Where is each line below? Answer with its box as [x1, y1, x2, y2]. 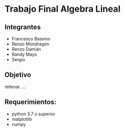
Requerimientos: [4, 98, 57, 106]
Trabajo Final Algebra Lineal [4, 3, 121, 15]
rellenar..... [4, 84, 26, 89]
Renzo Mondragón [11, 41, 50, 47]
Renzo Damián [11, 46, 41, 52]
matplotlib [11, 116, 32, 122]
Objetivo [4, 71, 31, 79]
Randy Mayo [11, 51, 37, 57]
